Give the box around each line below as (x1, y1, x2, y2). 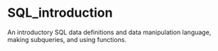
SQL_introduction (7, 5, 113, 21)
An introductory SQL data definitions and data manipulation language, (7, 28, 212, 36)
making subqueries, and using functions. (7, 35, 126, 43)
